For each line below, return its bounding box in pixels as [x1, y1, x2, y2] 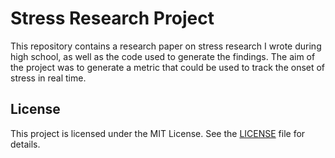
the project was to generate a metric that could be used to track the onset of [10, 61, 326, 73]
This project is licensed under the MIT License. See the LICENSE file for [10, 127, 306, 139]
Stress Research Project [10, 7, 215, 30]
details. [10, 138, 41, 150]
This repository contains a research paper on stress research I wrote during [10, 40, 322, 52]
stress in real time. [10, 72, 87, 84]
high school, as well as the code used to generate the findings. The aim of [10, 50, 316, 62]
